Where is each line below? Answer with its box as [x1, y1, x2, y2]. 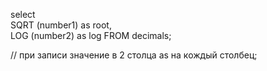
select [10, 9, 36, 20]
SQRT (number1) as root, [10, 19, 112, 31]
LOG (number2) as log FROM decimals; [10, 30, 172, 41]
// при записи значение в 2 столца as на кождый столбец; [10, 49, 258, 61]
